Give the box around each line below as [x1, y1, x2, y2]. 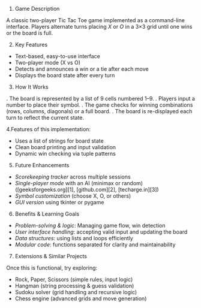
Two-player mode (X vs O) [14, 59, 81, 66]
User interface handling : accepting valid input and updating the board [14, 228, 188, 235]
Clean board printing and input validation [14, 144, 116, 150]
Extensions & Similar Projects [14, 253, 87, 259]
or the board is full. [6, 29, 53, 37]
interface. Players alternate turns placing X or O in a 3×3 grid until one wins [6, 23, 193, 30]
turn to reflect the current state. [6, 114, 85, 121]
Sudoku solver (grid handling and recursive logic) [14, 289, 137, 295]
